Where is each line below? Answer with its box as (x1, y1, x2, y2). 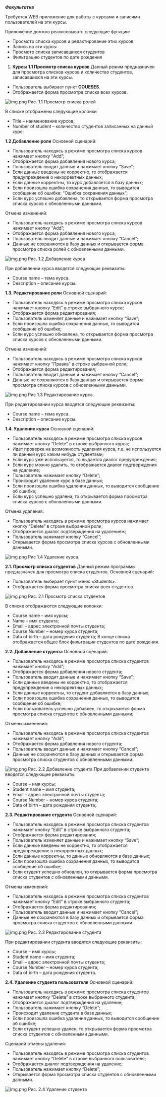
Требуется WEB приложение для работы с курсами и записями (5, 14, 140, 19)
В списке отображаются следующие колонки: (5, 603, 103, 609)
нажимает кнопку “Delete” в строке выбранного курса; (12, 441, 130, 446)
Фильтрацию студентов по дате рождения (12, 54, 103, 60)
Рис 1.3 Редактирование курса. (28, 392, 94, 398)
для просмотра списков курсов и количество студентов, (12, 69, 133, 75)
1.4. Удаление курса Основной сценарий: (5, 426, 95, 431)
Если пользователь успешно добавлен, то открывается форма (12, 706, 145, 711)
